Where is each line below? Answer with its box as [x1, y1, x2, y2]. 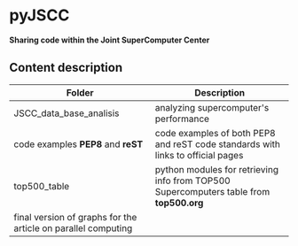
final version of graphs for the [13, 211, 137, 223]
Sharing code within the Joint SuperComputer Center [9, 35, 210, 45]
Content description [9, 60, 122, 75]
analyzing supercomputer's [154, 101, 270, 113]
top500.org [154, 196, 204, 209]
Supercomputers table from [154, 185, 271, 197]
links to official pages [154, 149, 244, 161]
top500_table [13, 180, 70, 192]
